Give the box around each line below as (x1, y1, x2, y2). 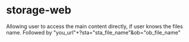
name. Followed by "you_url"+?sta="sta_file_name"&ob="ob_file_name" (6, 29, 181, 36)
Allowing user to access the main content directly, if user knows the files (6, 23, 183, 30)
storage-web (6, 3, 72, 17)
